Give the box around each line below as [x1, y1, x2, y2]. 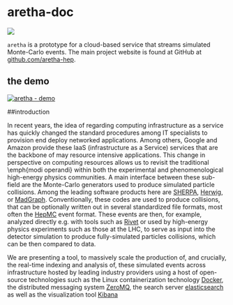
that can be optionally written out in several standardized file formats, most [7, 202, 223, 211]
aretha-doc [7, 4, 75, 20]
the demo [7, 75, 50, 87]
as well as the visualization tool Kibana [7, 290, 119, 299]
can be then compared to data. [7, 239, 96, 248]
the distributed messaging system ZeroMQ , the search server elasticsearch [7, 283, 224, 291]
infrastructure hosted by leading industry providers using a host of [7, 268, 198, 276]
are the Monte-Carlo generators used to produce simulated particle [21, 180, 215, 188]
